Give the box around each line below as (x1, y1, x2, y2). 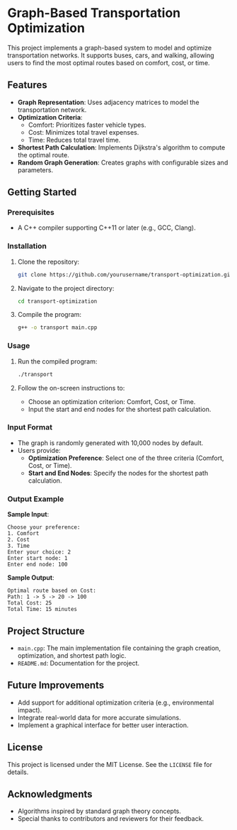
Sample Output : (7, 573, 54, 582)
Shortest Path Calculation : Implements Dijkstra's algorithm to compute (17, 143, 226, 152)
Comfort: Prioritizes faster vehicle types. (28, 120, 146, 129)
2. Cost (7, 537, 30, 544)
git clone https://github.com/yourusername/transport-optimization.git (17, 271, 233, 278)
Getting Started (7, 186, 77, 198)
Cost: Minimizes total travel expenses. (28, 128, 139, 136)
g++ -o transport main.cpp (17, 324, 98, 331)
